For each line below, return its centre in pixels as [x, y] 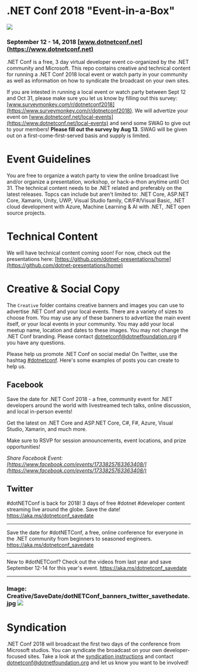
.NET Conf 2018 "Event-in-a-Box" [91, 11]
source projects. [26, 213]
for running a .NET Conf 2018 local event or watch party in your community [97, 74]
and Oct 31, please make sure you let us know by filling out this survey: [92, 99]
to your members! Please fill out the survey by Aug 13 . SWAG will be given [97, 130]
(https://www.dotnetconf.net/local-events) [58, 123]
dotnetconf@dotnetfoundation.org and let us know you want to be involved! [98, 662]
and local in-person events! [39, 411]
